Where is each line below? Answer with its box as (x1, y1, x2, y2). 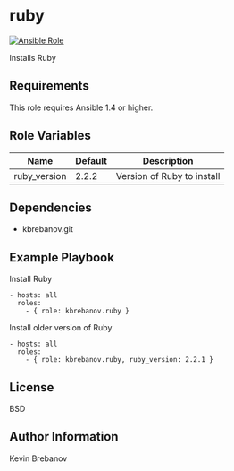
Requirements (9, 78, 89, 94)
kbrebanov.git (21, 224, 74, 235)
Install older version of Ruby (9, 322, 113, 333)
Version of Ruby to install (115, 169, 221, 182)
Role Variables (9, 128, 91, 143)
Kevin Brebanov (9, 453, 68, 464)
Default (75, 154, 107, 167)
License (9, 380, 54, 395)
